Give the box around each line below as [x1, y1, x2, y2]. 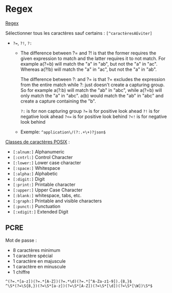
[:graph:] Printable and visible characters [12, 198, 102, 204]
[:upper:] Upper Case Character [12, 187, 83, 193]
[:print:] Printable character [12, 181, 75, 187]
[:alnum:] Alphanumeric [12, 148, 65, 154]
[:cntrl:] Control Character [12, 154, 73, 160]
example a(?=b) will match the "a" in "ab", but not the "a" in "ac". [20, 61, 158, 67]
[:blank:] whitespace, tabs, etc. [12, 192, 82, 198]
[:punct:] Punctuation [12, 203, 61, 209]
